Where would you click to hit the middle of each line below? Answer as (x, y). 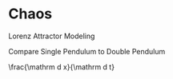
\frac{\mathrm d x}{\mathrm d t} (61, 67)
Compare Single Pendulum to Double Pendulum (87, 51)
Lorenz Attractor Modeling (52, 36)
